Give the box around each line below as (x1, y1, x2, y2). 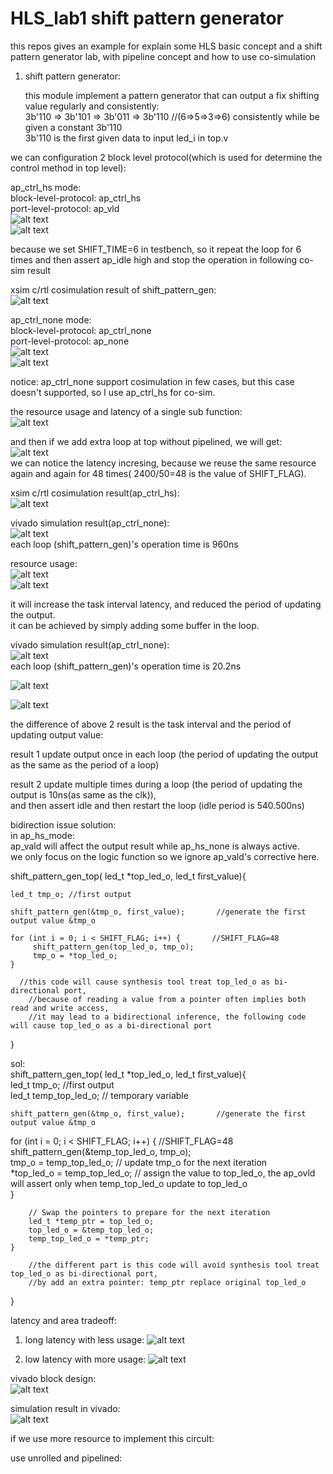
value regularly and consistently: (24, 100, 160, 112)
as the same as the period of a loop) (10, 758, 160, 771)
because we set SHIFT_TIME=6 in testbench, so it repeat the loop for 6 (10, 243, 302, 255)
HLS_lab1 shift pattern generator (10, 7, 285, 30)
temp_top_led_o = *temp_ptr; (28, 1233, 150, 1244)
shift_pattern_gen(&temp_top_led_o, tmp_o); (10, 1145, 192, 1157)
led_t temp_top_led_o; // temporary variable (10, 1089, 189, 1101)
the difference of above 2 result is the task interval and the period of (10, 718, 292, 730)
